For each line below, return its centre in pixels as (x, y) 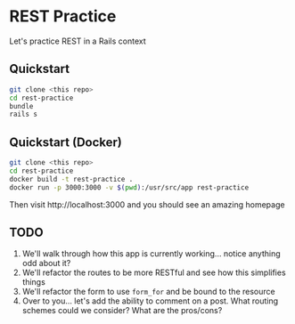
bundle (21, 106)
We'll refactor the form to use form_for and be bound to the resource (148, 292)
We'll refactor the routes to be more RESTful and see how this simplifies (154, 272)
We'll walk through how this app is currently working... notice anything (151, 254)
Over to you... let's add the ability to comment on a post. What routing (150, 301)
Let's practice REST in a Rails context (78, 41)
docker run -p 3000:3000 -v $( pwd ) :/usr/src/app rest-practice (129, 187)
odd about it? (46, 263)
